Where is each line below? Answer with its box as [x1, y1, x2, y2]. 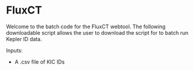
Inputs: [6, 46, 23, 54]
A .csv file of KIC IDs [14, 58, 65, 65]
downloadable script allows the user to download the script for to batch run [6, 29, 189, 36]
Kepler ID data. [6, 35, 42, 42]
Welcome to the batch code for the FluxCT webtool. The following [6, 23, 166, 30]
